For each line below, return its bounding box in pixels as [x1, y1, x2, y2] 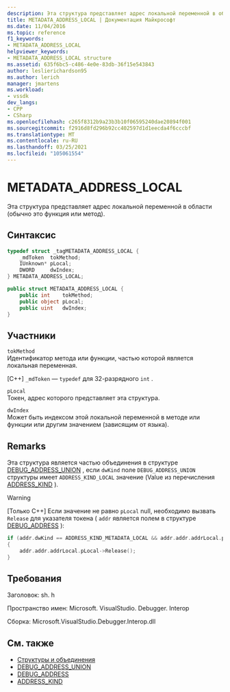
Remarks [7, 440, 47, 452]
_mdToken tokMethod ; [19, 254, 81, 261]
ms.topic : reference [7, 29, 66, 36]
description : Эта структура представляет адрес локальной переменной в [7, 10, 216, 17]
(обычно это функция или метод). [7, 210, 105, 218]
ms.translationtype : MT [7, 131, 75, 138]
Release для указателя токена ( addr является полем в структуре [7, 515, 196, 522]
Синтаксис [7, 230, 56, 241]
